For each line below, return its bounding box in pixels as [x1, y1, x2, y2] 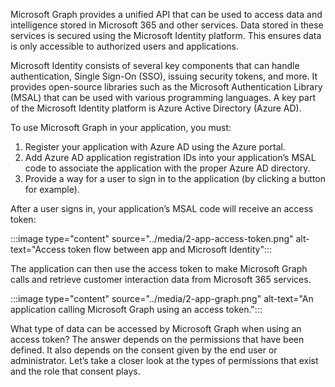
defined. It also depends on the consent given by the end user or [10, 344, 278, 356]
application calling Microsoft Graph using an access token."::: [10, 304, 263, 315]
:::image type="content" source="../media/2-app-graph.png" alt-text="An [10, 293, 314, 304]
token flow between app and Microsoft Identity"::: [67, 244, 273, 255]
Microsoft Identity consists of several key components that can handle [10, 60, 300, 71]
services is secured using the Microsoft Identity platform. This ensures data [10, 30, 322, 41]
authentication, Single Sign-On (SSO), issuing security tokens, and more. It [10, 70, 318, 82]
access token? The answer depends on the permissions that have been [10, 334, 305, 345]
